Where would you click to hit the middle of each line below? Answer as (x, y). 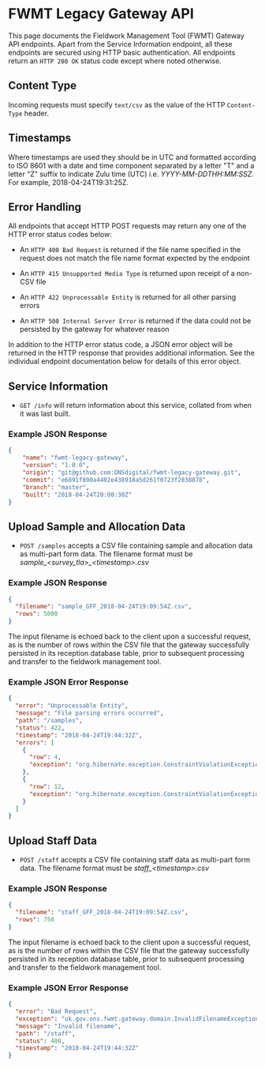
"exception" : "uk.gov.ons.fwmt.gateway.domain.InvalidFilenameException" (139, 1019)
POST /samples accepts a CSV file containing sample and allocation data (136, 545)
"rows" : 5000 (37, 614)
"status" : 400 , (40, 1041)
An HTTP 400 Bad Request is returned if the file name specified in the (130, 250)
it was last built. (45, 414)
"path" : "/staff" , (46, 1033)
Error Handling (45, 207)
